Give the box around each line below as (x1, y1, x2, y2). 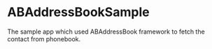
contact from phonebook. (7, 34, 81, 43)
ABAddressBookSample (7, 4, 150, 20)
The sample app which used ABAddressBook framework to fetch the (7, 27, 205, 36)
